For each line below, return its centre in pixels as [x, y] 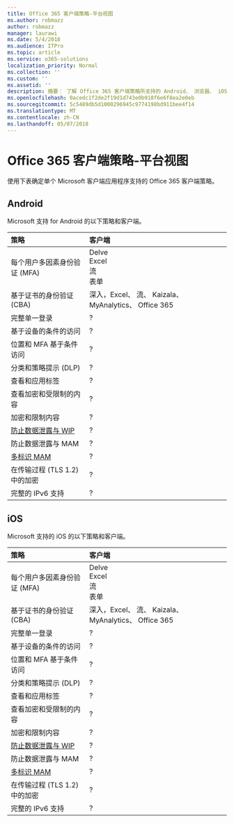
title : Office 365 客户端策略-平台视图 [60, 14]
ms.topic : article [34, 53]
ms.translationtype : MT [42, 111]
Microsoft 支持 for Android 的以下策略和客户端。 [76, 221]
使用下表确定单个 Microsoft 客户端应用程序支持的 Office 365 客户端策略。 [112, 181]
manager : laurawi [32, 33]
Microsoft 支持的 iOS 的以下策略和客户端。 [68, 536]
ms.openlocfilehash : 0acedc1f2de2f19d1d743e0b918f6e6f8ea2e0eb [101, 98]
